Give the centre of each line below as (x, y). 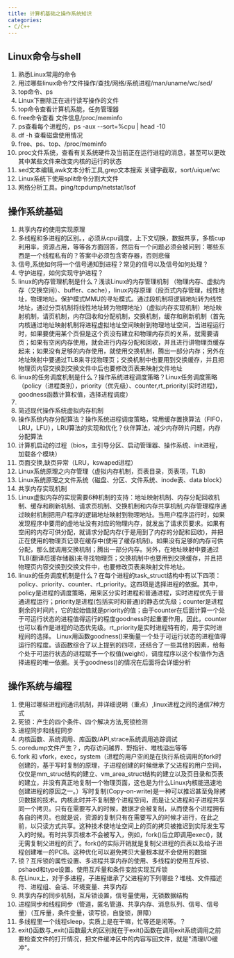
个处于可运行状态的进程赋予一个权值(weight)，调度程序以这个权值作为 (118, 653)
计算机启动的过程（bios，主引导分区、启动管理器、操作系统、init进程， (119, 445)
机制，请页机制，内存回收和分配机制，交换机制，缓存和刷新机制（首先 (124, 316)
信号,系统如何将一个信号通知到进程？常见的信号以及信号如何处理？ (113, 264)
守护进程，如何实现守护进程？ (60, 273)
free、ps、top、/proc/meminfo (62, 144)
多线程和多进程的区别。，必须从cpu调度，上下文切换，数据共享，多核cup (122, 238)
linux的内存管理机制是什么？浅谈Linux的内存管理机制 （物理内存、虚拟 (118, 281)
